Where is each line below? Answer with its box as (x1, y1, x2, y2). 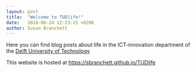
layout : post (6, 8, 39, 15)
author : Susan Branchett (6, 25, 68, 31)
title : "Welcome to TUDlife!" (6, 14, 84, 20)
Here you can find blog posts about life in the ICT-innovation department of (6, 41, 191, 48)
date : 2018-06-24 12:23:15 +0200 (6, 19, 94, 25)
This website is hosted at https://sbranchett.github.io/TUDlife (6, 59, 156, 66)
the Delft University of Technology (6, 48, 90, 55)
